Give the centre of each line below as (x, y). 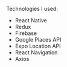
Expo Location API (38, 46)
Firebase (26, 33)
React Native (31, 20)
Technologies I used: (32, 9)
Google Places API (38, 40)
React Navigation (36, 53)
